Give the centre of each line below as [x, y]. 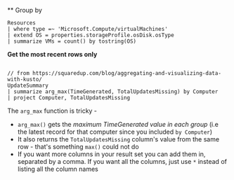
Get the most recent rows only [52, 54]
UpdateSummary [28, 85]
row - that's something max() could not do [78, 147]
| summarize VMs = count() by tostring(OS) [72, 41]
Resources [22, 23]
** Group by [25, 10]
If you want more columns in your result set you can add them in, [111, 154]
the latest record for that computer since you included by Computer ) [115, 132]
